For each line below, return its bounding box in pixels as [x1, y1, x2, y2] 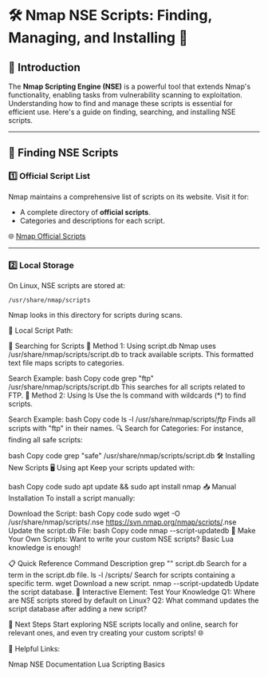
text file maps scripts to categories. [8, 358, 125, 367]
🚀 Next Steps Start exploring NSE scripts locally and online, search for [8, 620, 238, 629]
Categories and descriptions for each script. [19, 216, 165, 225]
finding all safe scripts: [8, 434, 83, 444]
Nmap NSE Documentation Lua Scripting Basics [8, 659, 165, 669]
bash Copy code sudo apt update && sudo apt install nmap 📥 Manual [8, 481, 237, 491]
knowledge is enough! [8, 542, 81, 552]
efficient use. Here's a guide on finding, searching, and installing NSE [8, 107, 236, 117]
